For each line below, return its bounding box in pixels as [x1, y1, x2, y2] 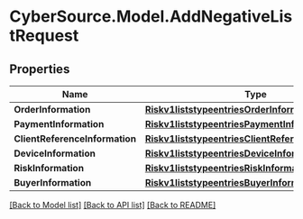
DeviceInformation [14, 147, 96, 160]
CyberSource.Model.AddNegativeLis [9, 6, 293, 27]
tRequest [9, 25, 79, 46]
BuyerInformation [14, 177, 92, 188]
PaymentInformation [14, 118, 105, 130]
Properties [9, 61, 70, 77]
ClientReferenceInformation [14, 132, 137, 145]
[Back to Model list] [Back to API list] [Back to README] [9, 200, 216, 210]
